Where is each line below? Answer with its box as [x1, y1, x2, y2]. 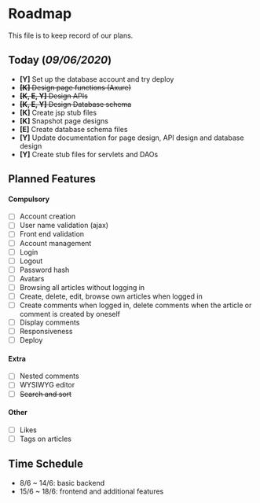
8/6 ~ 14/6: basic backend [19, 478, 104, 487]
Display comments [19, 318, 80, 327]
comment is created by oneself [19, 310, 120, 319]
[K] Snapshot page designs [19, 116, 108, 126]
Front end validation [19, 229, 85, 239]
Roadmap [8, 5, 72, 23]
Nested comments [19, 371, 80, 381]
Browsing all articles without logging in [19, 282, 145, 292]
